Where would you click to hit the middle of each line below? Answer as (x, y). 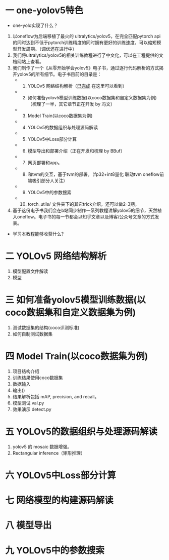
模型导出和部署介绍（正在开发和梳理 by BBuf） (76, 151)
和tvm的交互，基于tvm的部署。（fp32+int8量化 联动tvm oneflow (94, 174)
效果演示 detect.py (32, 409)
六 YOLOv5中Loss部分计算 (61, 475)
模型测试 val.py (28, 403)
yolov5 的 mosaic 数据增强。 (42, 446)
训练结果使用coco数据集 (38, 378)
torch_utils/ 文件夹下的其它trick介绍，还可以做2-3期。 (83, 204)
